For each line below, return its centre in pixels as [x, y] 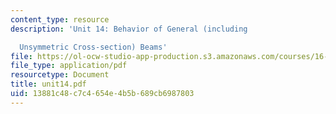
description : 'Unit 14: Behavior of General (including [129, 29]
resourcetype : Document [60, 75]
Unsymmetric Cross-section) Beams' [93, 47]
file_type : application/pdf [69, 66]
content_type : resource [60, 19]
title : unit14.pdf [48, 84]
